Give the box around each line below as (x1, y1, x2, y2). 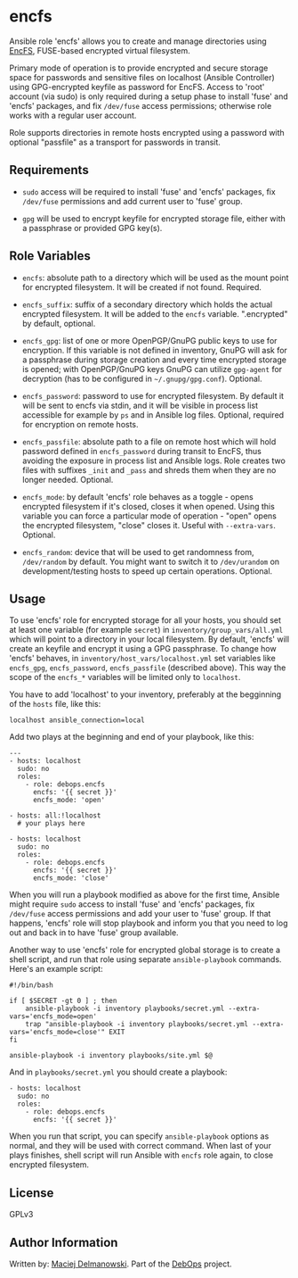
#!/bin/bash (9, 981, 53, 990)
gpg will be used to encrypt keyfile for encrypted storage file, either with (21, 212, 286, 224)
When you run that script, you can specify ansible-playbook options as (9, 1131, 270, 1141)
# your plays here (17, 819, 86, 828)
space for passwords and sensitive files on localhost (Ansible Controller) (9, 71, 276, 82)
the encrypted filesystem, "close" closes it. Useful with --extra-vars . (21, 519, 276, 530)
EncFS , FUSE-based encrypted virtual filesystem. (9, 45, 191, 55)
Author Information (9, 1234, 118, 1250)
